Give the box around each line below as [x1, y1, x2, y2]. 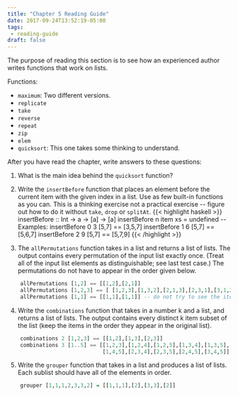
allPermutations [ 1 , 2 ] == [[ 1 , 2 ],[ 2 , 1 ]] [20, 281, 141, 288]
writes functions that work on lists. [7, 64, 108, 72]
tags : [7, 23, 23, 30]
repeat [17, 123, 38, 130]
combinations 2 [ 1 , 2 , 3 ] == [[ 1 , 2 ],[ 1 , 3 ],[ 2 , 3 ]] [20, 334, 164, 342]
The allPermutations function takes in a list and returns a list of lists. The [17, 244, 231, 252]
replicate [17, 100, 47, 107]
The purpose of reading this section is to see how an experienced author [7, 56, 220, 64]
